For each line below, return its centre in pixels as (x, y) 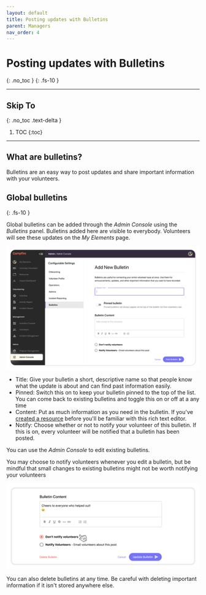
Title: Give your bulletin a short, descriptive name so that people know (104, 379)
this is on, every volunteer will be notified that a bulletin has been (97, 431)
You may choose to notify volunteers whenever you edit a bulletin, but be (99, 462)
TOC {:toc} (29, 132)
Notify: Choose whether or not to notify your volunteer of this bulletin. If (106, 425)
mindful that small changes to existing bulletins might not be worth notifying (102, 468)
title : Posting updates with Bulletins (57, 19)
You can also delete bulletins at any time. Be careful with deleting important (102, 578)
